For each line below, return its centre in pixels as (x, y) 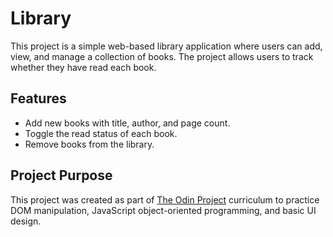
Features (38, 98)
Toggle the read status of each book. (101, 133)
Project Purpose (61, 175)
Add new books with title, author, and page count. (127, 123)
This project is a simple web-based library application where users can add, (166, 46)
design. (26, 221)
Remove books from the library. (89, 144)
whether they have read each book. (83, 67)
